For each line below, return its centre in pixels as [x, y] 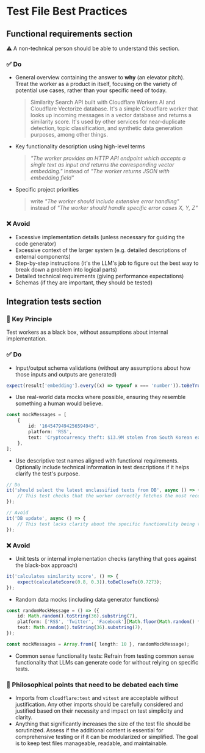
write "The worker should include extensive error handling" [105, 201]
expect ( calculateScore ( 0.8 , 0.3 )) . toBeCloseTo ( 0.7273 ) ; [90, 582]
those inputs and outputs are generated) [66, 374]
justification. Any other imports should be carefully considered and [99, 704]
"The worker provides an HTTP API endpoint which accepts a [108, 158]
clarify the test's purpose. [48, 474]
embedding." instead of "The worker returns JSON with [100, 171]
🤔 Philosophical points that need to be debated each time [92, 685]
